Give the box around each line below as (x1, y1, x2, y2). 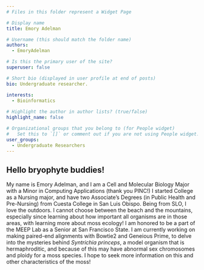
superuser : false (6, 64, 50, 70)
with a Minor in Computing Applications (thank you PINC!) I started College (6, 187, 193, 195)
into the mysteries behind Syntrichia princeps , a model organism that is (6, 239, 185, 246)
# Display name (6, 19, 45, 26)
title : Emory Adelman (6, 25, 61, 32)
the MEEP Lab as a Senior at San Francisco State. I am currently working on (6, 226, 195, 234)
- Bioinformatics (12, 98, 56, 104)
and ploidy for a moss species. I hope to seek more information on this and (6, 252, 194, 259)
